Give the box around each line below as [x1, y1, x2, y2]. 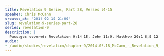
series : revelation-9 [5, 25, 49, 30]
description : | [5, 30, 36, 35]
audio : [5, 39, 19, 44]
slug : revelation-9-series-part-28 [5, 20, 78, 26]
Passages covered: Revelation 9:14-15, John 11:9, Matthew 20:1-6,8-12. [9, 35, 161, 39]
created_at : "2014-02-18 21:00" [5, 16, 71, 21]
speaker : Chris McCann [5, 12, 51, 17]
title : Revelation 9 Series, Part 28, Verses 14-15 [5, 7, 112, 12]
